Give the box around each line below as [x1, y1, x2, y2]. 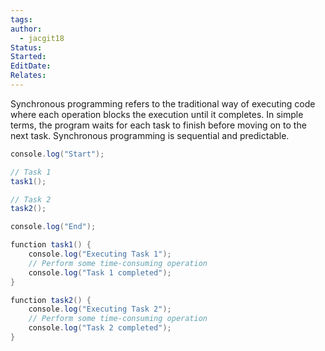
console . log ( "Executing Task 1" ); [28, 249, 172, 259]
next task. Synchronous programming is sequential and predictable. [10, 129, 290, 141]
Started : [10, 52, 47, 62]
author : [10, 24, 43, 34]
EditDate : [10, 61, 52, 71]
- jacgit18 [19, 33, 65, 43]
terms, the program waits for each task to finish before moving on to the [10, 119, 307, 131]
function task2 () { [10, 295, 92, 305]
